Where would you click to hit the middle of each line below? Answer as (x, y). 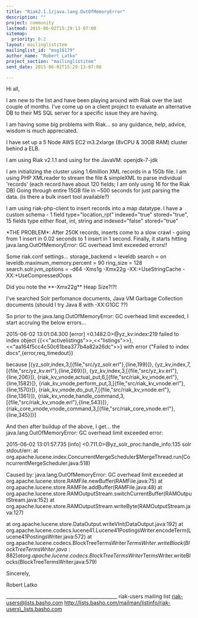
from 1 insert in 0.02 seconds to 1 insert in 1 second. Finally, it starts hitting (97, 239)
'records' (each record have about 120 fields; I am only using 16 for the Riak (98, 184)
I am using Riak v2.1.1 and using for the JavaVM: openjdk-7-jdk (82, 160)
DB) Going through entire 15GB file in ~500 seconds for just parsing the (93, 191)
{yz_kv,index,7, (173, 365)
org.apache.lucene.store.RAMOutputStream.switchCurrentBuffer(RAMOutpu (99, 494)
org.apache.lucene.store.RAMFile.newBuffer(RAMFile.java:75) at (85, 481)
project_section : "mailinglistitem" (51, 61)
